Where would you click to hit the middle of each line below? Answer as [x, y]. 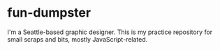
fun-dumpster [49, 13]
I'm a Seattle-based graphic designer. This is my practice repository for [110, 32]
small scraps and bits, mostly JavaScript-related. [78, 39]
